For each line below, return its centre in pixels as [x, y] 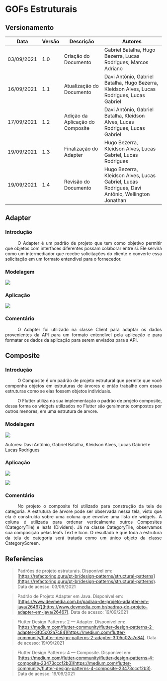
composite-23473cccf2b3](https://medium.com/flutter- [74, 663]
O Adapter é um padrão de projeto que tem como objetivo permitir [90, 243]
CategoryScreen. [23, 543]
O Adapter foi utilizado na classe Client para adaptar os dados [90, 329]
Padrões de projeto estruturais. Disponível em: [65, 571]
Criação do [77, 56]
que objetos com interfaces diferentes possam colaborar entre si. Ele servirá [83, 248]
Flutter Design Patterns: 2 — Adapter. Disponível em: [71, 622]
